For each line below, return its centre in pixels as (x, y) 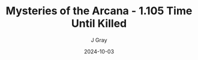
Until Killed (99, 23)
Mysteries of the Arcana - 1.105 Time (99, 11)
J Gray (99, 40)
